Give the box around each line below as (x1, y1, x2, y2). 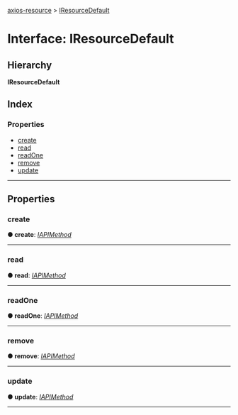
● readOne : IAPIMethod (7, 311, 79, 320)
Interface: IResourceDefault (7, 31, 175, 47)
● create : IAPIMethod (7, 231, 72, 239)
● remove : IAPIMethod (7, 352, 76, 360)
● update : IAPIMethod (7, 392, 74, 401)
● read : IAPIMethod (7, 271, 66, 280)
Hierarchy (7, 59, 52, 71)
